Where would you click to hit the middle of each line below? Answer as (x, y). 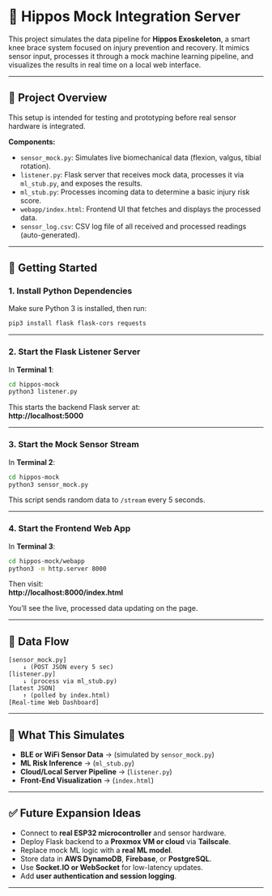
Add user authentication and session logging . (98, 876)
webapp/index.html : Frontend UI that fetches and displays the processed (140, 209)
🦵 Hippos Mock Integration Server (125, 17)
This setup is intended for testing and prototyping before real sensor (122, 117)
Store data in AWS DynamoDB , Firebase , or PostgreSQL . (116, 859)
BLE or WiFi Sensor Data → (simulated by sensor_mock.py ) (117, 755)
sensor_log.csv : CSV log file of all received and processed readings (133, 226)
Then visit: (26, 584)
